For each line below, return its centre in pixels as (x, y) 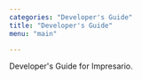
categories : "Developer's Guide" (71, 17)
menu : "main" (33, 33)
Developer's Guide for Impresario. (71, 66)
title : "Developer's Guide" (61, 25)
